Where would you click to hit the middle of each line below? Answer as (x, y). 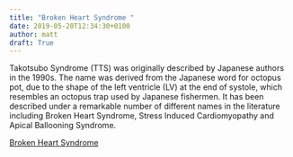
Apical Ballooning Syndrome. (63, 126)
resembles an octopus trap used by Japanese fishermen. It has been (137, 97)
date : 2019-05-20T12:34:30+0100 (70, 26)
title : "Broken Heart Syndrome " (72, 17)
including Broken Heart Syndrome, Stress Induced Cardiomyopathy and (142, 116)
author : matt (34, 34)
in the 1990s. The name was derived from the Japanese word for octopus (145, 78)
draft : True (31, 43)
